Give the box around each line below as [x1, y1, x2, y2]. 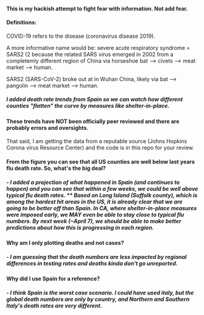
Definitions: [6, 19, 37, 26]
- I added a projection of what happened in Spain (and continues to [6, 179, 180, 186]
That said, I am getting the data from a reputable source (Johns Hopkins [6, 138, 188, 145]
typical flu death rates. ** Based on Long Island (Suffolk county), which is [6, 191, 198, 199]
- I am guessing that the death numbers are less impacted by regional [6, 253, 187, 260]
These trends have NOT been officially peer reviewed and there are [6, 118, 180, 125]
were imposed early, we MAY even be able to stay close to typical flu [6, 211, 185, 218]
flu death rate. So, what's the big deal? [6, 165, 106, 172]
